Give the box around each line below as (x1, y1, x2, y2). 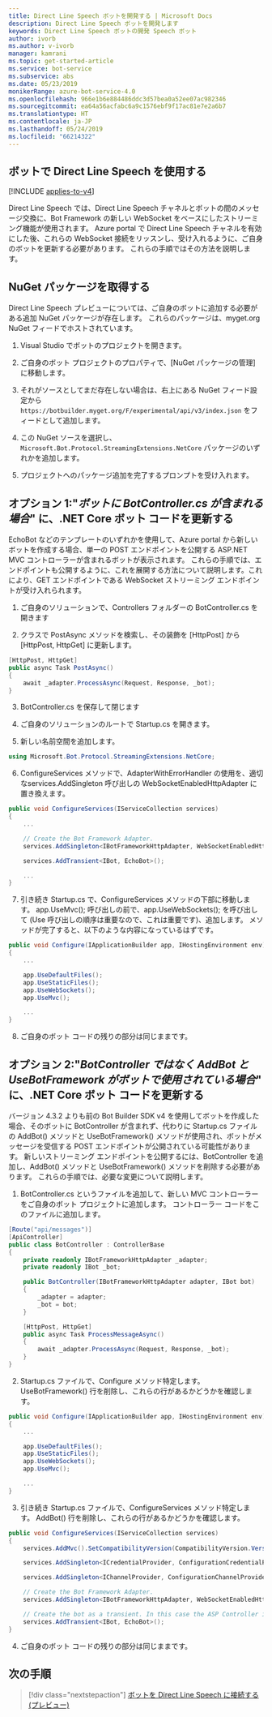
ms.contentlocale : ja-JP (8, 118, 92, 126)
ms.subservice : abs (8, 72, 74, 80)
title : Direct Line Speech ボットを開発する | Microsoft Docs (8, 11, 213, 20)
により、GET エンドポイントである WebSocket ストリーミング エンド (8, 575, 239, 585)
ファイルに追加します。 (27, 1209, 105, 1219)
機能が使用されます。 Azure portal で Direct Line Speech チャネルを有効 (22, 224, 262, 234)
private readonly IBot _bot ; (23, 1263, 121, 1272)
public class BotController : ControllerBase (8, 1240, 164, 1249)
